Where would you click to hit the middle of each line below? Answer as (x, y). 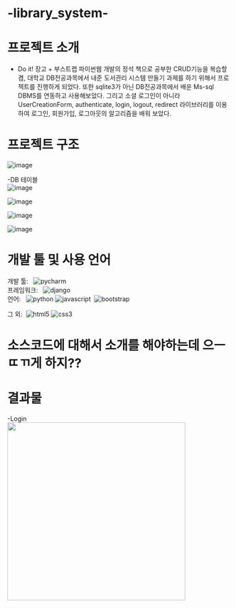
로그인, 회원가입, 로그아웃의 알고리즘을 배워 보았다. (101, 114)
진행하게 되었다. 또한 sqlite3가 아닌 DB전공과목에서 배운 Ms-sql (125, 87)
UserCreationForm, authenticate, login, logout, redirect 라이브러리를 (116, 105)
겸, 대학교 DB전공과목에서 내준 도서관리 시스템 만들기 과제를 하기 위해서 (117, 78)
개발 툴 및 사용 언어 (59, 260)
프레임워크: (23, 290)
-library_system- (58, 13)
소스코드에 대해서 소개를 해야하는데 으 (111, 346)
